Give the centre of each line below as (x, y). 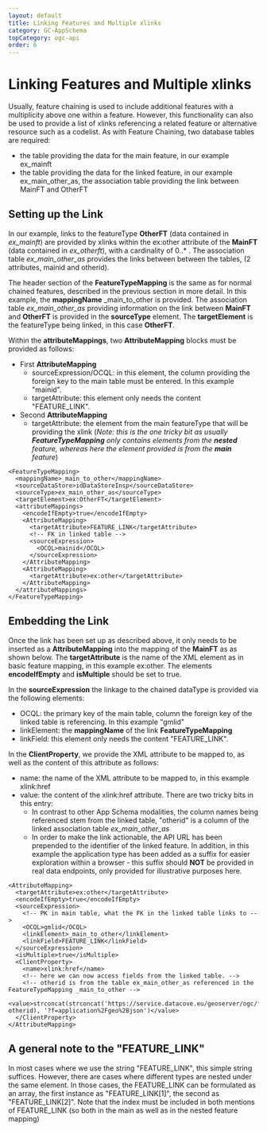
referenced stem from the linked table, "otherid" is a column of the (140, 820)
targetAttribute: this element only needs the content (116, 397)
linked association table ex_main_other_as (101, 828)
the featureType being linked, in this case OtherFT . (91, 325)
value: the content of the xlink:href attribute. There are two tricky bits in (137, 795)
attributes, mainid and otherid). (59, 267)
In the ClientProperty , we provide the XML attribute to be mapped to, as (126, 754)
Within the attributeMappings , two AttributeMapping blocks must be (122, 340)
